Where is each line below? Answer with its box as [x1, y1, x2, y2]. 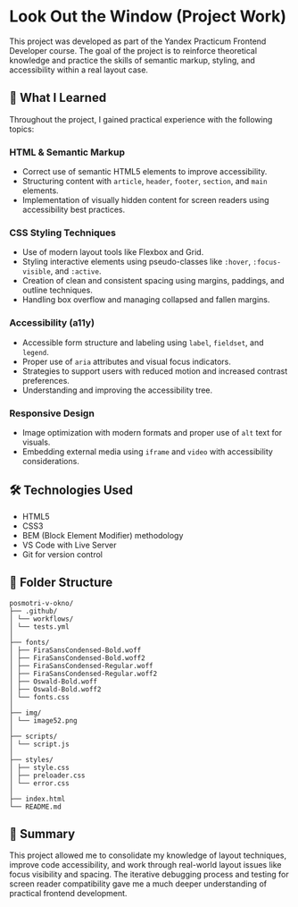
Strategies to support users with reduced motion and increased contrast [21, 365, 288, 377]
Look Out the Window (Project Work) [9, 6, 287, 27]
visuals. [21, 437, 51, 447]
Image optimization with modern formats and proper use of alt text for [21, 427, 283, 437]
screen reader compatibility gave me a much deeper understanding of [9, 878, 268, 889]
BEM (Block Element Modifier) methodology [21, 530, 184, 540]
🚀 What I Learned [9, 90, 107, 106]
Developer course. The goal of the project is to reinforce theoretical [9, 45, 257, 55]
